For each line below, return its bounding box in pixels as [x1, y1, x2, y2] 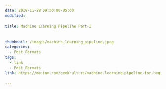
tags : [5, 55, 16, 60]
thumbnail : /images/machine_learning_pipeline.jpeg [5, 40, 114, 44]
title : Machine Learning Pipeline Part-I [5, 24, 92, 29]
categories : [5, 44, 30, 49]
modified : [5, 13, 26, 18]
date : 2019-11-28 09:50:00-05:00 [5, 8, 74, 13]
